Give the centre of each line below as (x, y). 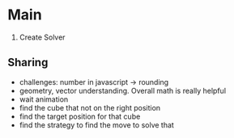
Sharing (28, 63)
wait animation (44, 99)
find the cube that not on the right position (90, 107)
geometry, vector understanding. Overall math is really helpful (123, 90)
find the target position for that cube (80, 116)
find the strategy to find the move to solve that (97, 125)
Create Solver (42, 37)
